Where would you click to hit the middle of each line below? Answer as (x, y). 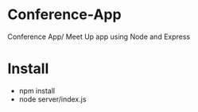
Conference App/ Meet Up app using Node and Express (99, 37)
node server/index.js (52, 99)
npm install (37, 91)
